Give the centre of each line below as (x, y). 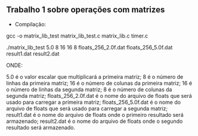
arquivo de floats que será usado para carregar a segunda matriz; (87, 108)
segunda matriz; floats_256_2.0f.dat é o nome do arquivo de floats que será (99, 95)
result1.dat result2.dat (33, 54)
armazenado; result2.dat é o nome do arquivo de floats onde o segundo (95, 121)
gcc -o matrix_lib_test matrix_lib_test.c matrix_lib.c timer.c (77, 36)
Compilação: (30, 24)
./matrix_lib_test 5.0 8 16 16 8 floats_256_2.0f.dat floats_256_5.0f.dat (89, 47)
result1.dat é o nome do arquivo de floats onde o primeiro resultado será (95, 115)
